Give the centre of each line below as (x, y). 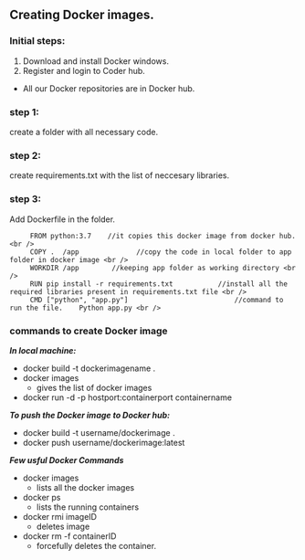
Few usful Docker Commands (67, 460)
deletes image (63, 526)
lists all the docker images (85, 487)
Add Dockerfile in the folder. (63, 219)
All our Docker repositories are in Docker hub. (109, 88)
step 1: (24, 111)
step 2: (25, 155)
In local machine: (43, 350)
